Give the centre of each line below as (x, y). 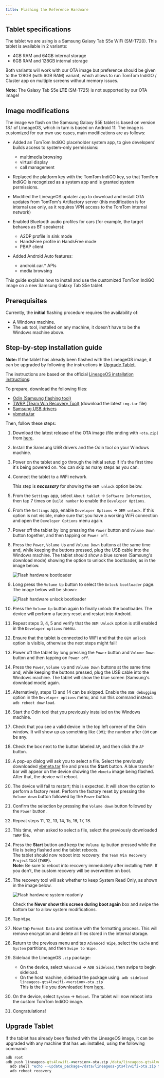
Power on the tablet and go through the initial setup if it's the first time (83, 462)
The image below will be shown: (45, 589)
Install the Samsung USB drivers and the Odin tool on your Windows (81, 447)
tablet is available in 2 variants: (36, 46)
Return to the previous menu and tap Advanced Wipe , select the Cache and (85, 943)
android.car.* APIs (38, 266)
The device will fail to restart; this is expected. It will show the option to (84, 786)
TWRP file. (21, 835)
